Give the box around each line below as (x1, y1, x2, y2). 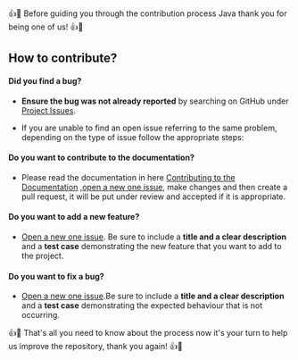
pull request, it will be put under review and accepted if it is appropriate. (21, 191, 286, 202)
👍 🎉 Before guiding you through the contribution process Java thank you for (8, 8, 287, 19)
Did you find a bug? (8, 75, 82, 86)
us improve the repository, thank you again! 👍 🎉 (8, 341, 184, 352)
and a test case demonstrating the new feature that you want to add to (21, 241, 282, 251)
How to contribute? (8, 51, 118, 66)
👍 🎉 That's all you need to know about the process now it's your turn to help (8, 328, 288, 339)
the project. (21, 250, 64, 261)
